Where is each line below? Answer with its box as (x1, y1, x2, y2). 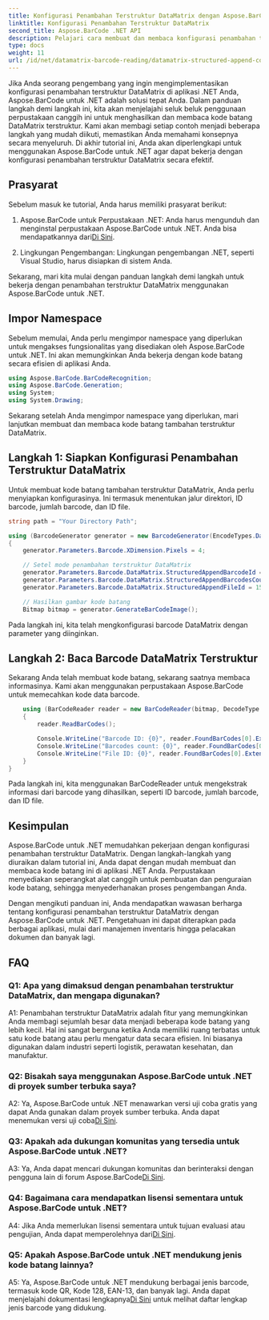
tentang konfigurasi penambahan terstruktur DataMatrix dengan (8, 907, 219, 917)
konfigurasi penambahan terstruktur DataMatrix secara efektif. (8, 155, 215, 164)
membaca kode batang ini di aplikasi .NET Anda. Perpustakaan (8, 866, 216, 875)
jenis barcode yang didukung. (8, 1303, 106, 1313)
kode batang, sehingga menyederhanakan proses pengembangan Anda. (8, 883, 247, 893)
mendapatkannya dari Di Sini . (19, 231, 115, 241)
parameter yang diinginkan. (8, 628, 99, 638)
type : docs (8, 42, 45, 50)
